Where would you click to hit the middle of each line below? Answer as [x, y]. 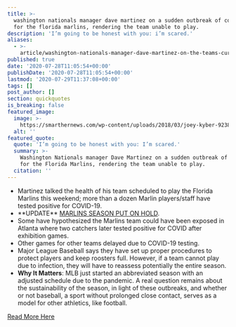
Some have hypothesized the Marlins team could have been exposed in [121, 220]
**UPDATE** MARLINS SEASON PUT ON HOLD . [88, 213]
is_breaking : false [36, 105]
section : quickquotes [39, 99]
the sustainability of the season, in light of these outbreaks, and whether [122, 288]
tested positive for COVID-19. [60, 205]
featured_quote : [31, 138]
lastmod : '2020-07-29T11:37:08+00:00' [64, 79]
